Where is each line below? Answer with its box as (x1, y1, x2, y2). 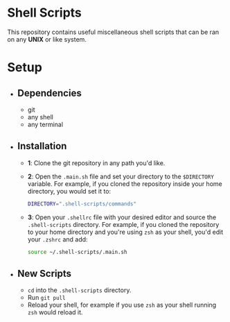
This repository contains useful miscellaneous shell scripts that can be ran (7, 28, 220, 36)
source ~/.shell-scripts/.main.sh (27, 248, 127, 255)
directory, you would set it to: (27, 187, 112, 195)
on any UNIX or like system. (7, 35, 87, 43)
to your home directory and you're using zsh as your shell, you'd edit (27, 228, 224, 236)
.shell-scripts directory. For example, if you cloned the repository (27, 220, 220, 228)
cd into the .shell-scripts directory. (27, 286, 132, 294)
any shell (27, 112, 53, 121)
